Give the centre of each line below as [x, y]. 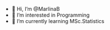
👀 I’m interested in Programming [51, 15]
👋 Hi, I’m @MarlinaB [36, 9]
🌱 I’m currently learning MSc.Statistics [58, 21]
